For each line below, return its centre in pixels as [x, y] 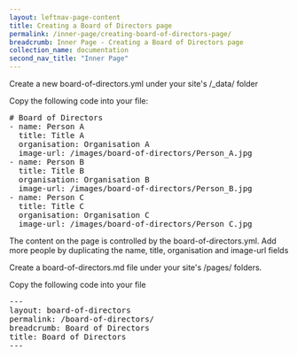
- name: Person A [47, 126]
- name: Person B [47, 162]
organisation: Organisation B [84, 179]
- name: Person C [47, 197]
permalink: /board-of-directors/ [82, 319]
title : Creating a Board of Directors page [91, 26]
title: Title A [51, 135]
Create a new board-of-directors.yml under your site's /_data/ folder [134, 84]
